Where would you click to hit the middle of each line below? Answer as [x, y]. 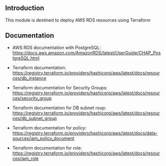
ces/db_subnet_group [34, 118]
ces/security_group [32, 98]
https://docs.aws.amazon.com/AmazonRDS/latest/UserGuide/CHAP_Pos [86, 53]
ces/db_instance [29, 78]
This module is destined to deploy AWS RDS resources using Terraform [78, 20]
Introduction [25, 8]
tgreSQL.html [26, 58]
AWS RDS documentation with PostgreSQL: [56, 47]
